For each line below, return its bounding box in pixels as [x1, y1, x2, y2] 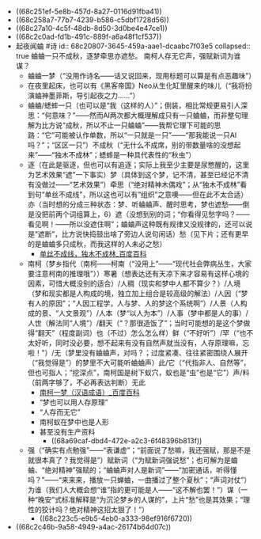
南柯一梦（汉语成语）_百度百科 [39, 388, 140, 397]
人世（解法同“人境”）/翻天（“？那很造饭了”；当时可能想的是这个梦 [27, 318, 244, 328]
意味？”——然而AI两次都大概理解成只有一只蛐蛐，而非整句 [51, 111, 242, 120]
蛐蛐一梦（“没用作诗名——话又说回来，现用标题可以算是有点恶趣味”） [27, 71, 255, 80]
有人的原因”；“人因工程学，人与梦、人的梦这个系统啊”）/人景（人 [27, 298, 241, 308]
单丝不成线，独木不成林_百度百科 [39, 249, 147, 258]
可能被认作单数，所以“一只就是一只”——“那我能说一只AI [54, 131, 237, 139]
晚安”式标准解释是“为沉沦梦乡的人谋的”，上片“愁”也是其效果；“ [37, 495, 244, 504]
